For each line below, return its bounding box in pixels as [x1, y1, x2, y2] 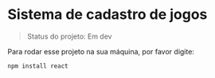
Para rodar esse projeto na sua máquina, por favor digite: [7, 46, 194, 56]
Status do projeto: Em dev [26, 32, 112, 41]
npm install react [7, 61, 68, 70]
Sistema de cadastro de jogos [7, 6, 208, 24]
